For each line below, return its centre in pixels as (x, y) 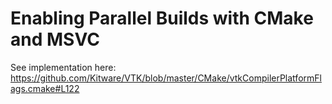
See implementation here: (63, 67)
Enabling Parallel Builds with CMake (162, 18)
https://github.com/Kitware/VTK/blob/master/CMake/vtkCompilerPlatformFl (166, 78)
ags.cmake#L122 (45, 88)
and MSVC (55, 39)
